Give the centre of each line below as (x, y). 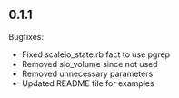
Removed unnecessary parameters (87, 73)
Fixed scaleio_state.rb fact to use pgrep (95, 54)
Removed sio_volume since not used (89, 64)
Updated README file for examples (88, 83)
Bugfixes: (26, 36)
